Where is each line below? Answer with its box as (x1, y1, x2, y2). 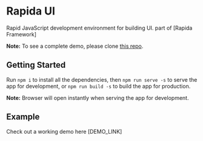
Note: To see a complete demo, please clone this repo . (6, 42, 144, 50)
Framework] (6, 30, 37, 38)
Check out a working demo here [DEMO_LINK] (6, 128, 122, 135)
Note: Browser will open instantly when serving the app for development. (6, 94, 189, 101)
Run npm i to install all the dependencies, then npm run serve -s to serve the (6, 76, 198, 83)
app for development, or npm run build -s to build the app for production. (6, 82, 191, 90)
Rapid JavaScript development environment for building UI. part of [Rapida (6, 24, 193, 31)
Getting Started (6, 60, 66, 70)
